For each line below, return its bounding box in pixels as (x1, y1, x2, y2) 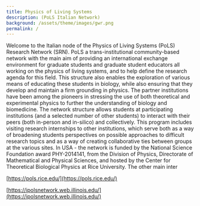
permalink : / (6, 25, 39, 32)
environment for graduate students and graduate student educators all (6, 61, 180, 68)
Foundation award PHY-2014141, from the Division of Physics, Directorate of (6, 151, 193, 158)
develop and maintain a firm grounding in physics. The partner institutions (6, 86, 189, 94)
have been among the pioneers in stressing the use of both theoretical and (6, 93, 190, 100)
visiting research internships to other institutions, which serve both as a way (6, 125, 194, 132)
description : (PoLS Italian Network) (6, 14, 101, 20)
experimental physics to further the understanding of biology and (6, 100, 168, 107)
